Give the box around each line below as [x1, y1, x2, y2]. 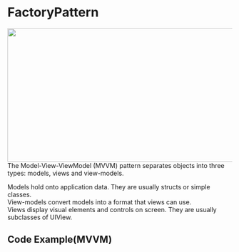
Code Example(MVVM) [7, 233, 113, 246]
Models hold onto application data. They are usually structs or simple [7, 182, 210, 191]
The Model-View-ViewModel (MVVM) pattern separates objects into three [7, 161, 225, 169]
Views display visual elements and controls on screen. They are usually [7, 205, 217, 214]
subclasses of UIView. [7, 213, 73, 221]
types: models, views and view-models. [7, 169, 124, 177]
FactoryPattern [7, 4, 99, 21]
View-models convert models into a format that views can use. [7, 197, 192, 206]
